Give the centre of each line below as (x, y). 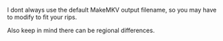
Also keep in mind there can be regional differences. (81, 30)
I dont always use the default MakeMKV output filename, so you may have (112, 10)
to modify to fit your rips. (42, 17)
